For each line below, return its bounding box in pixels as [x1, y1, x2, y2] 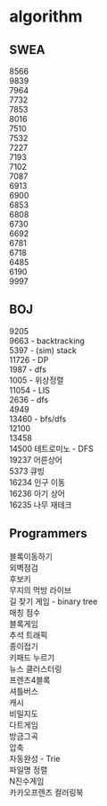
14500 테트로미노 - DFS [9, 443, 94, 454]
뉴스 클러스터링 [9, 663, 62, 674]
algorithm [9, 6, 83, 27]
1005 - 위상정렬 [9, 375, 64, 385]
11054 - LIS [9, 385, 51, 395]
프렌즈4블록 [9, 674, 51, 685]
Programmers [9, 526, 87, 541]
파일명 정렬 [9, 764, 48, 775]
